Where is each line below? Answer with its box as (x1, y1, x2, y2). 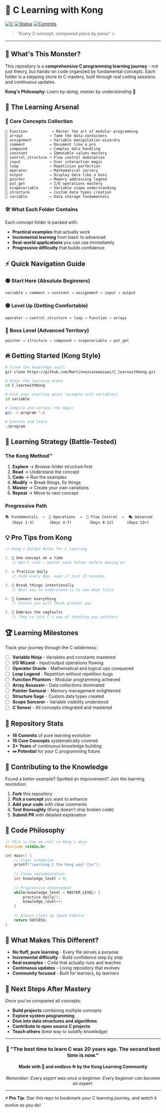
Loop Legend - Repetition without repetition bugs (12, 671, 113, 677)
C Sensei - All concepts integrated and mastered (12, 705, 112, 711)
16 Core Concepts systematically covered (12, 738, 98, 744)
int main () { (5, 853, 32, 858)
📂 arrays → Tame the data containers (5, 134, 107, 139)
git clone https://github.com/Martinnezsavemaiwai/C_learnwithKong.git (5, 370, 156, 374)
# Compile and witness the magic (5, 406, 74, 411)
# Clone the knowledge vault (5, 365, 65, 370)
